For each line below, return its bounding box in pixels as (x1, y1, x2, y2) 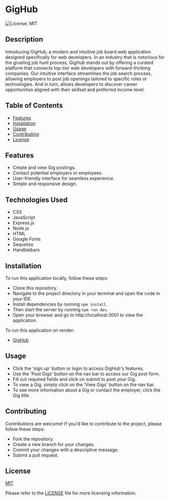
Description (5, 35, 43, 44)
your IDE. (12, 296, 32, 302)
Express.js (12, 220, 35, 226)
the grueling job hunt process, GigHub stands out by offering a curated (5, 60, 154, 66)
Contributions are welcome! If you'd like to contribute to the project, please (5, 421, 162, 427)
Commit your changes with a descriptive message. (12, 447, 119, 453)
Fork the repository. (12, 436, 54, 442)
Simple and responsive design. (12, 181, 77, 187)
